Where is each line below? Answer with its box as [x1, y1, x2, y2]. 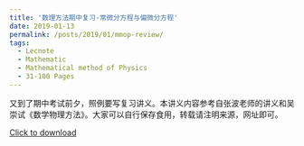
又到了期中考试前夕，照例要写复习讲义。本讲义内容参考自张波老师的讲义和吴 [9, 97, 295, 108]
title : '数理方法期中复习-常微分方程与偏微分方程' [9, 13, 178, 23]
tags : [9, 38, 30, 48]
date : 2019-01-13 [9, 22, 75, 31]
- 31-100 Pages [17, 72, 75, 81]
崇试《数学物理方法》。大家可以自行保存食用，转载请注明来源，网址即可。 [9, 109, 283, 120]
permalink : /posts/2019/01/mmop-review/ [9, 30, 165, 39]
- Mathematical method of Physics [17, 64, 147, 73]
